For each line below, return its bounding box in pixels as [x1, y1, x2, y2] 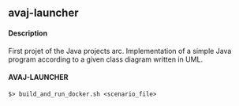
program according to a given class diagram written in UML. [8, 55, 204, 64]
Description [8, 28, 48, 38]
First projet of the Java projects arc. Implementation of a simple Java [8, 46, 232, 55]
